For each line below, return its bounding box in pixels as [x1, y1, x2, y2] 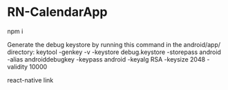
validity [7, 62, 28, 71]
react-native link [7, 75, 54, 84]
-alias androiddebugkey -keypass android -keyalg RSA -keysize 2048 [7, 55, 206, 63]
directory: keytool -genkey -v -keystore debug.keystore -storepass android [7, 48, 221, 56]
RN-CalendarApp [7, 4, 108, 20]
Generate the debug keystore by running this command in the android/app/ [7, 40, 221, 48]
